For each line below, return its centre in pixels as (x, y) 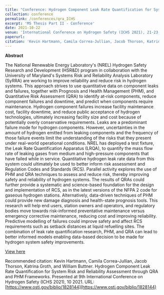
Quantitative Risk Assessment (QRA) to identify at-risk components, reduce (81, 96)
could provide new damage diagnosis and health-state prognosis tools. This (82, 200)
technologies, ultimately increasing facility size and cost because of (73, 117)
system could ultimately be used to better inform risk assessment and (75, 164)
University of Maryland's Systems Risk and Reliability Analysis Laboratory (79, 75)
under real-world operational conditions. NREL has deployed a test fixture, (80, 143)
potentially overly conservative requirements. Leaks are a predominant (76, 122)
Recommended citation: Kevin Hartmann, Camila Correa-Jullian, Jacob (76, 261)
